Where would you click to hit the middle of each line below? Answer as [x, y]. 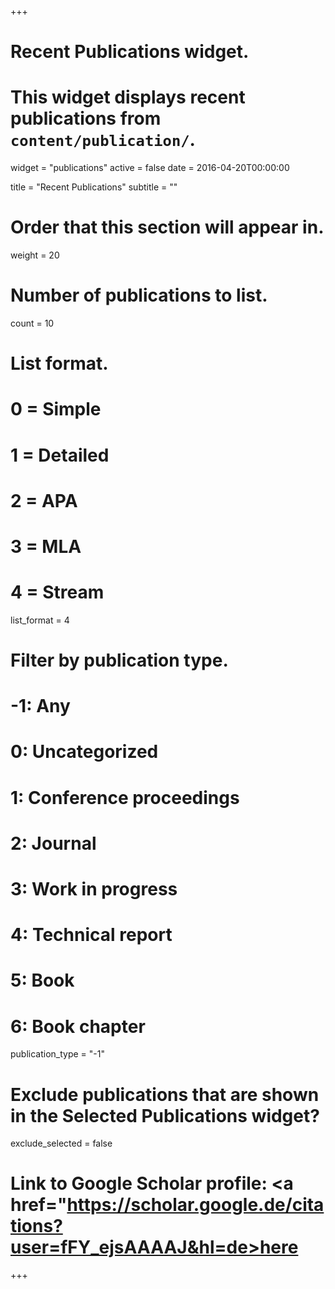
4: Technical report [91, 935]
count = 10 [32, 323]
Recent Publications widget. [130, 52]
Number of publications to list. [139, 295]
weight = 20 [35, 255]
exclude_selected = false [61, 1143]
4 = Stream [57, 592]
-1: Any [40, 706]
